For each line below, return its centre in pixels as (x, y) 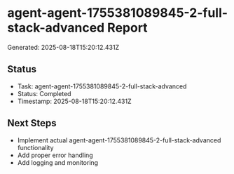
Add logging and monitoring (58, 162)
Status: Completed (44, 93)
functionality (35, 147)
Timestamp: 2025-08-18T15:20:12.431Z (74, 101)
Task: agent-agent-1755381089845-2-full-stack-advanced (102, 86)
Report (128, 28)
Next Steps (32, 123)
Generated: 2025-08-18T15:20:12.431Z (63, 47)
